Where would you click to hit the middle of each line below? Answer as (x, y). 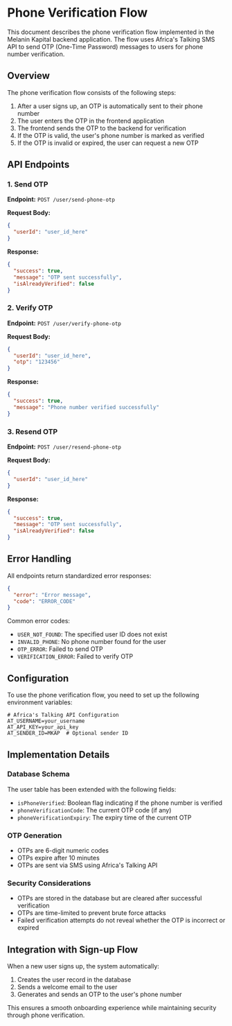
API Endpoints (38, 165)
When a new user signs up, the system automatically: (83, 966)
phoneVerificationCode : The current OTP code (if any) (94, 810)
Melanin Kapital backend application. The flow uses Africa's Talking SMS (111, 39)
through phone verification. (46, 1015)
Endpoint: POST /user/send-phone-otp (61, 200)
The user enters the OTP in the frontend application (91, 121)
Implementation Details (59, 755)
